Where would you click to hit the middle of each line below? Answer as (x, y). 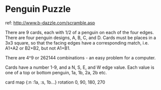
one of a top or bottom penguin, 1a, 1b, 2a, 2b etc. (56, 72)
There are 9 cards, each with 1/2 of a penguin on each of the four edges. (80, 32)
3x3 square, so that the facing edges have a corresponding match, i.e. (77, 43)
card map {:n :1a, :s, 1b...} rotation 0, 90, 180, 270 (55, 82)
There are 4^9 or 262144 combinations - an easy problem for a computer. (80, 57)
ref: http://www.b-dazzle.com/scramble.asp (50, 23)
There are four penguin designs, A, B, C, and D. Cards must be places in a (81, 38)
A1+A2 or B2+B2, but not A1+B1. (38, 48)
